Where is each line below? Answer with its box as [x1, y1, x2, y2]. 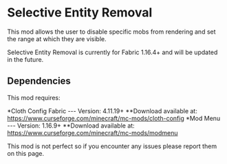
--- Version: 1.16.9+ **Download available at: [7, 121, 136, 130]
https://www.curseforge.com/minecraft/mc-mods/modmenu [7, 128, 178, 137]
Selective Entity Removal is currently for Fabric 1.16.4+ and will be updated [7, 48, 218, 56]
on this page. [7, 149, 45, 157]
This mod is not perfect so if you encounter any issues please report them [7, 142, 217, 150]
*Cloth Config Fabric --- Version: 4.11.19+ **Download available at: [7, 106, 197, 115]
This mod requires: [7, 93, 61, 102]
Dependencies [7, 75, 71, 87]
